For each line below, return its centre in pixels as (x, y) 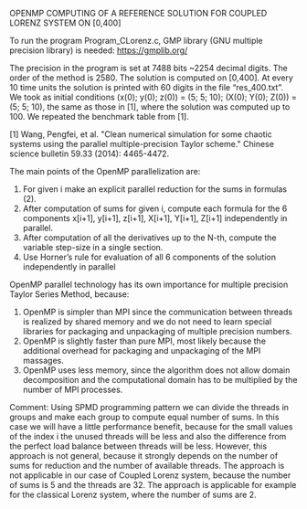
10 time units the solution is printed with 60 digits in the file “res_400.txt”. (147, 87)
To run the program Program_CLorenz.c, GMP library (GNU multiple (136, 41)
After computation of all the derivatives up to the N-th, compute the (149, 238)
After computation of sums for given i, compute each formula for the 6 (155, 208)
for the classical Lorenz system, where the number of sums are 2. (133, 494)
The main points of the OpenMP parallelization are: (105, 171)
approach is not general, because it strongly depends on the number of (144, 456)
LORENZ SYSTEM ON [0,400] (65, 23)
